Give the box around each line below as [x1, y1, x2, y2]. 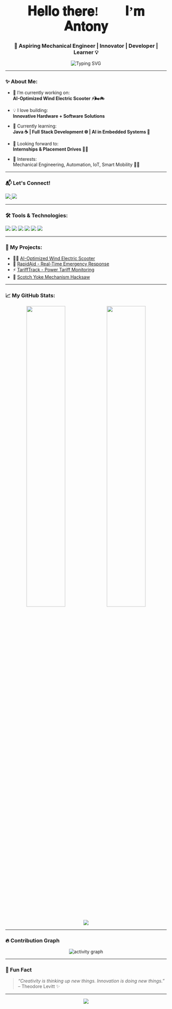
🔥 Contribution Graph [5, 937, 60, 944]
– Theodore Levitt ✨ [17, 983, 60, 989]
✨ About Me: [5, 78, 38, 85]
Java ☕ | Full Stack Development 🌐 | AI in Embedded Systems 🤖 [12, 129, 150, 135]
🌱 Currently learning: [12, 123, 57, 129]
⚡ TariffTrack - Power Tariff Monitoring [12, 267, 95, 273]
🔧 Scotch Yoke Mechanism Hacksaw [12, 274, 91, 280]
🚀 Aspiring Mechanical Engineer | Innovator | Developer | [14, 42, 158, 49]
